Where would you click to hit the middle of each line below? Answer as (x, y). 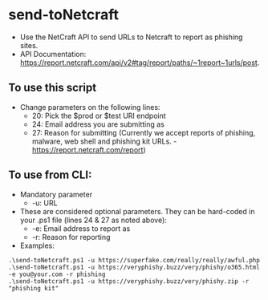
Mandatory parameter (56, 194)
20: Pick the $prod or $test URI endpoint (99, 116)
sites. (29, 45)
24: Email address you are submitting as (98, 124)
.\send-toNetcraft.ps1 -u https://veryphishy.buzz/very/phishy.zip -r (129, 281)
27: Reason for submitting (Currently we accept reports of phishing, (144, 132)
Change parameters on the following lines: (90, 107)
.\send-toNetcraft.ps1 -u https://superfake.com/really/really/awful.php (134, 260)
